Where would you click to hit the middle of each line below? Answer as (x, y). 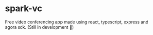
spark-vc (24, 9)
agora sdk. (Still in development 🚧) (39, 27)
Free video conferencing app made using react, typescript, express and (77, 22)
